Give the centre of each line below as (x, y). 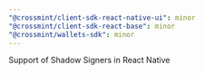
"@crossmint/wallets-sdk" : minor (72, 34)
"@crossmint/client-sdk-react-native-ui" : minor (102, 18)
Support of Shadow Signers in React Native (89, 60)
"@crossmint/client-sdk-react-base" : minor (92, 26)
